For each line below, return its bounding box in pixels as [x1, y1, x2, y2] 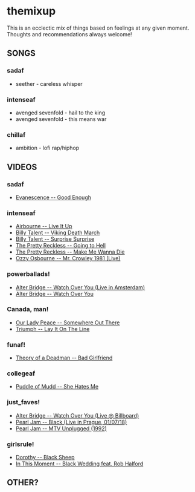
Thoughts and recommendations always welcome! [7, 30, 132, 38]
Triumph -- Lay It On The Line [15, 325, 90, 332]
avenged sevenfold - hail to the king [15, 109, 106, 116]
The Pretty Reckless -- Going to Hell [15, 242, 106, 249]
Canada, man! [7, 305, 49, 313]
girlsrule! [7, 440, 34, 448]
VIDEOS [7, 162, 37, 172]
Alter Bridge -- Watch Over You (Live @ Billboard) [15, 412, 139, 419]
